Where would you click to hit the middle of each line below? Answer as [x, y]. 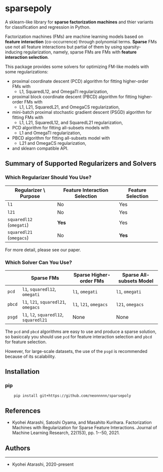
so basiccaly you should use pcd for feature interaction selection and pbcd [79, 336]
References [23, 411]
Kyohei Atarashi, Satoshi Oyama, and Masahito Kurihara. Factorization [82, 422]
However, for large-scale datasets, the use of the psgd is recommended [76, 351]
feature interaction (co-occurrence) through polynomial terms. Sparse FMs [81, 41]
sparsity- [132, 47]
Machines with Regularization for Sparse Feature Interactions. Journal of [84, 428]
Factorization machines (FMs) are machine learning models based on [74, 36]
